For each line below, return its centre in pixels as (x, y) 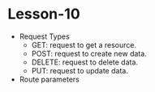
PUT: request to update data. (80, 70)
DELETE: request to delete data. (85, 62)
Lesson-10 (44, 14)
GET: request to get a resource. (84, 44)
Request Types (44, 36)
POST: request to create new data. (89, 53)
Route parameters (50, 79)
